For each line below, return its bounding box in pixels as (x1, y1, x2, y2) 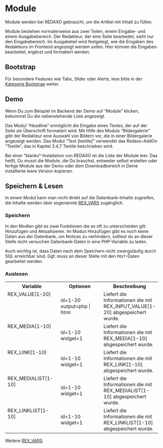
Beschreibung (113, 283, 147, 289)
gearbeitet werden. (5, 258, 43, 264)
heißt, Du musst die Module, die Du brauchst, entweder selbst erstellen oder (5, 158, 158, 163)
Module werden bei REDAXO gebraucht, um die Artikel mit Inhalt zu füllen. (5, 19, 153, 25)
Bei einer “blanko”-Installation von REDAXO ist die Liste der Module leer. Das (5, 152, 158, 158)
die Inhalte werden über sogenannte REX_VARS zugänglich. (5, 200, 124, 206)
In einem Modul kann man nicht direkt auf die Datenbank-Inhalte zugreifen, (5, 195, 155, 201)
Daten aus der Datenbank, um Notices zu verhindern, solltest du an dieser (5, 233, 153, 239)
